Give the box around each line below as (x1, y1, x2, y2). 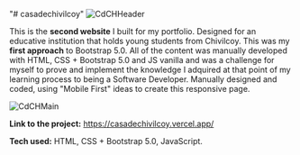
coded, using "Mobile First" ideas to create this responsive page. (9, 84, 250, 94)
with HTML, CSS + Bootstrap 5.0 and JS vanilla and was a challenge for (9, 55, 275, 65)
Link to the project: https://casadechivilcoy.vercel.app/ (9, 118, 214, 129)
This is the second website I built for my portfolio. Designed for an (9, 26, 257, 36)
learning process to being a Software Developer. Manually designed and (9, 74, 277, 85)
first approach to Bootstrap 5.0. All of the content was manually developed (9, 45, 288, 56)
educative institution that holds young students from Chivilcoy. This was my (9, 36, 290, 46)
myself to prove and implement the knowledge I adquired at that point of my (9, 64, 291, 75)
